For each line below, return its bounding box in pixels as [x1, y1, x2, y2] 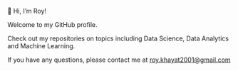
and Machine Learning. [7, 42, 76, 50]
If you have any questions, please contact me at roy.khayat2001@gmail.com [7, 55, 231, 64]
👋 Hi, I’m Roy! [7, 7, 47, 15]
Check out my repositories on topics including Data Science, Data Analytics [7, 34, 229, 43]
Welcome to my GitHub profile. [7, 21, 98, 28]
